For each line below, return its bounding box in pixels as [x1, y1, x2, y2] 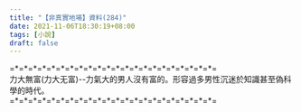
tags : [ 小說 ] [9, 30, 56, 39]
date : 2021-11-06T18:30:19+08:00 [9, 22, 136, 31]
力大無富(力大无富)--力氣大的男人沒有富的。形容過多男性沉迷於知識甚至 [9, 74, 277, 85]
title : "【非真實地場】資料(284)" [9, 13, 127, 23]
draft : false [9, 38, 59, 48]
